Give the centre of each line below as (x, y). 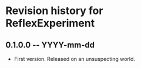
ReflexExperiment (50, 23)
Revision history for (54, 11)
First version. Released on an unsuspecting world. (75, 59)
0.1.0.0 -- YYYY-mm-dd (50, 45)
